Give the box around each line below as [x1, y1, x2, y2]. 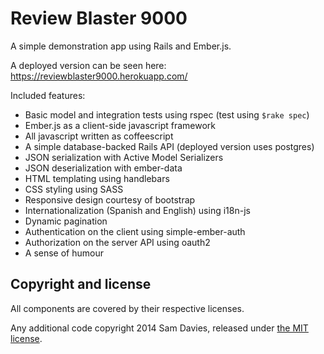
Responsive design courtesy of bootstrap [24, 193, 196, 206]
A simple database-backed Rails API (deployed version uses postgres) [24, 140, 315, 152]
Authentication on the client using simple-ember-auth [24, 225, 246, 237]
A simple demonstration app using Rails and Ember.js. [10, 40, 232, 52]
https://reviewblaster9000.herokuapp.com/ [10, 70, 188, 82]
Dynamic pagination [24, 215, 108, 227]
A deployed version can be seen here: [10, 59, 167, 71]
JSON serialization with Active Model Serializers [24, 151, 224, 163]
